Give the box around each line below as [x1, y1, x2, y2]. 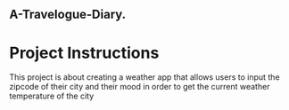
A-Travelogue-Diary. [9, 7, 127, 22]
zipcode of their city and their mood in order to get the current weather [9, 82, 270, 92]
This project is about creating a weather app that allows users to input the [9, 72, 280, 82]
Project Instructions [9, 43, 160, 63]
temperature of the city [9, 90, 95, 101]
